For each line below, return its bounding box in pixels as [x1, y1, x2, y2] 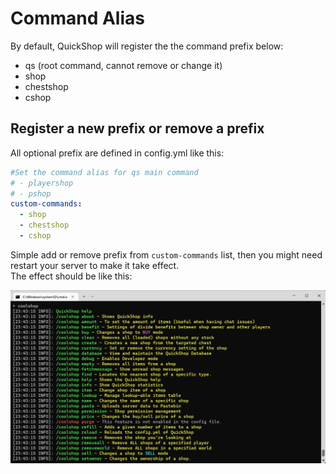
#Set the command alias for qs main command [10, 167, 199, 177]
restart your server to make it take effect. [10, 259, 180, 271]
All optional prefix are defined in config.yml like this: [10, 147, 225, 159]
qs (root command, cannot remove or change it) [24, 59, 223, 71]
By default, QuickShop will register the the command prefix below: [10, 40, 284, 52]
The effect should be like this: [10, 270, 133, 282]
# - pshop [10, 188, 52, 199]
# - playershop [10, 178, 74, 188]
